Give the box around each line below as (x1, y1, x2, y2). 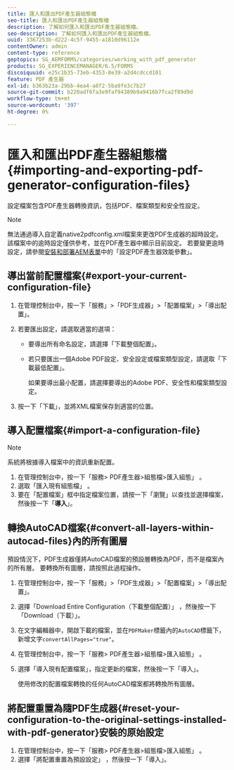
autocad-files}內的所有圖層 (7, 535, 128, 547)
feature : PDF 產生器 (7, 75, 65, 83)
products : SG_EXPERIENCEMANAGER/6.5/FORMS (7, 63, 134, 70)
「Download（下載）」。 (17, 611, 84, 620)
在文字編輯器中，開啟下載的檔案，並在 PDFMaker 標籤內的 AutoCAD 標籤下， (17, 626, 226, 634)
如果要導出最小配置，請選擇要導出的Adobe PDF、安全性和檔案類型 (27, 378, 221, 386)
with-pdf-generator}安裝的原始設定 (7, 726, 164, 738)
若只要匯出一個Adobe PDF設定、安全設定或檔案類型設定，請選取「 (27, 354, 221, 363)
